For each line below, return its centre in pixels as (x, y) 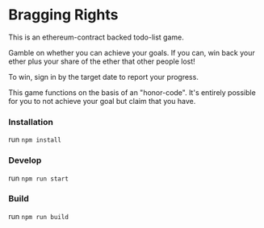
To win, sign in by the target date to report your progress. (104, 77)
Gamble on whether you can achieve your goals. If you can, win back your (132, 52)
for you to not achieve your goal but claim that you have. (102, 101)
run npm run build (38, 216)
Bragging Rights (63, 15)
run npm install (35, 139)
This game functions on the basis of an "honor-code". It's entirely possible (132, 92)
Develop (25, 160)
